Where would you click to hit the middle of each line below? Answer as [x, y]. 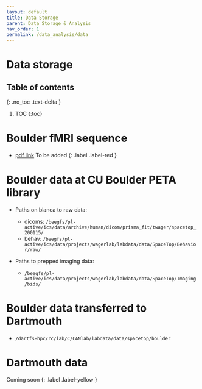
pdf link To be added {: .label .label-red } [66, 155]
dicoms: [34, 221]
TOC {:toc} [29, 114]
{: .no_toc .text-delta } [34, 102]
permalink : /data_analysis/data [47, 35]
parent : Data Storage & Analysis [49, 23]
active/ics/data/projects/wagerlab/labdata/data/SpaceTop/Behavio [110, 244]
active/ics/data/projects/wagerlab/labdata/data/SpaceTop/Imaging [110, 279]
